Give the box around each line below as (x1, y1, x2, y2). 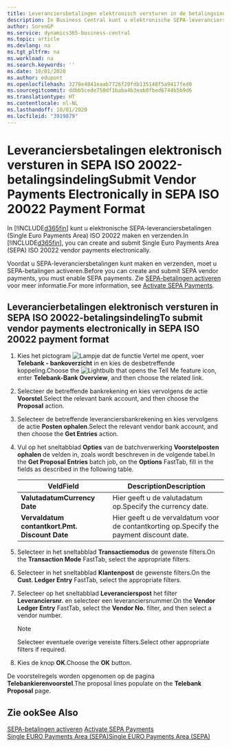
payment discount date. (112, 530, 189, 540)
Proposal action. (16, 401, 65, 410)
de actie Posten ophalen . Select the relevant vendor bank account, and (16, 422, 219, 431)
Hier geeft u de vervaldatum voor (112, 513, 219, 523)
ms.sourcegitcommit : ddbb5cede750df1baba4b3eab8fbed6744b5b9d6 (7, 87, 192, 94)
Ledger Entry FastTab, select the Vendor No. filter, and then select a (16, 604, 212, 612)
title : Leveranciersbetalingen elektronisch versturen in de (7, 10, 186, 17)
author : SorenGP (7, 23, 54, 30)
